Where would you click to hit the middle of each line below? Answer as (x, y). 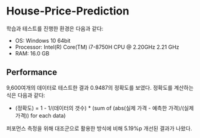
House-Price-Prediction (68, 11)
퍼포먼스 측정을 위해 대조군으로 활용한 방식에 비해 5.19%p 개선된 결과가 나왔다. (99, 128)
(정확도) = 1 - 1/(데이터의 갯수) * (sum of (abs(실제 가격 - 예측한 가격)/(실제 (104, 108)
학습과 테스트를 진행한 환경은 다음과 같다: (55, 28)
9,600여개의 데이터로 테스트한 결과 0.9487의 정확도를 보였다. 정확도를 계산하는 (100, 87)
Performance (32, 73)
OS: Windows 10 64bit (43, 40)
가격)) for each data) (40, 115)
